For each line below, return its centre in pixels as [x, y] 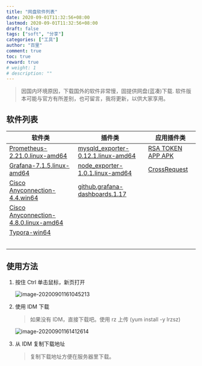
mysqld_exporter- [103, 148]
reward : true [23, 62]
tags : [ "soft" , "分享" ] [35, 34]
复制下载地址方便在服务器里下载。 [72, 356]
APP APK [161, 156]
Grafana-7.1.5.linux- [40, 166]
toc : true [19, 56]
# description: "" [29, 73]
